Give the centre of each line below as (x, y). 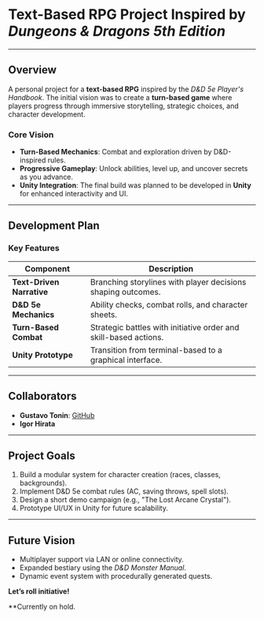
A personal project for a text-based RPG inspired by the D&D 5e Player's (126, 89)
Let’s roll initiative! (39, 591)
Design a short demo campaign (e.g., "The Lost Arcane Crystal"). (125, 500)
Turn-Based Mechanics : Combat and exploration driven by (115, 152)
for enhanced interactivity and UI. (73, 194)
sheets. (104, 315)
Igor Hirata (37, 423)
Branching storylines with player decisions (168, 282)
